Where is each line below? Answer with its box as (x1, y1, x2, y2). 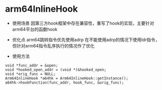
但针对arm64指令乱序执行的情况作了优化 (12, 43, 95, 48)
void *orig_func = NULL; (5, 71, 56, 76)
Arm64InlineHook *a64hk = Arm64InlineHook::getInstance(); (5, 76, 129, 81)
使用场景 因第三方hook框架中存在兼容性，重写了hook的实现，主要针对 (12, 20, 155, 26)
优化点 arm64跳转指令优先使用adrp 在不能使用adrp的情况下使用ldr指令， (12, 37, 160, 43)
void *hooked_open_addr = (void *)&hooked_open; (5, 67, 107, 72)
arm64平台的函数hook (12, 26, 57, 32)
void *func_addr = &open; (5, 63, 58, 68)
